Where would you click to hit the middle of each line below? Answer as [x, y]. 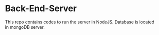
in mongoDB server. [25, 27]
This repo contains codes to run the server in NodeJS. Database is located [80, 22]
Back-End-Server [41, 9]
